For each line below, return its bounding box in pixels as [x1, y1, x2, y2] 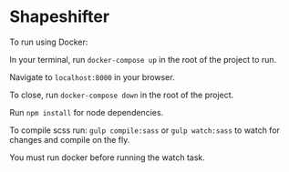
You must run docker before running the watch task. [9, 152, 205, 163]
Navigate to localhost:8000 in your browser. [9, 71, 175, 83]
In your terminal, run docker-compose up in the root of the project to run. [9, 54, 277, 65]
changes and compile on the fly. [9, 134, 130, 145]
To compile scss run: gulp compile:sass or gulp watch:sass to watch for [9, 125, 281, 136]
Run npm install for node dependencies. [9, 106, 164, 117]
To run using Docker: [9, 36, 88, 47]
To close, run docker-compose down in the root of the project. [9, 89, 234, 100]
